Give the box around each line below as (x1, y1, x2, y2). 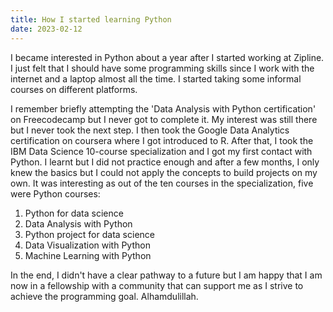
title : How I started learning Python (10, 14, 172, 25)
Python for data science (24, 207, 124, 219)
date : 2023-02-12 (10, 24, 83, 34)
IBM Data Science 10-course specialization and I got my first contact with (10, 145, 313, 157)
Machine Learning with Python (24, 249, 152, 261)
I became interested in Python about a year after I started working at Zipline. (10, 51, 325, 63)
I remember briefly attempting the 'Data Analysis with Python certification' (10, 102, 317, 115)
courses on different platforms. (10, 83, 138, 95)
